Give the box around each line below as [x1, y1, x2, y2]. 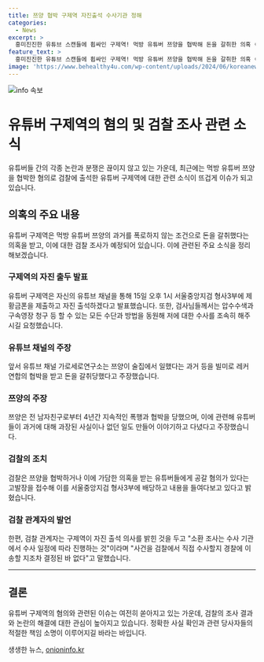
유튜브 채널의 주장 [8, 342, 72, 353]
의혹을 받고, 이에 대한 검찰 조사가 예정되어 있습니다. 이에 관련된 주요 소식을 [8, 240, 236, 250]
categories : [8, 19, 47, 27]
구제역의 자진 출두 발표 [8, 272, 89, 283]
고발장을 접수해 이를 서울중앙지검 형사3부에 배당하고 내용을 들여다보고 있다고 [8, 483, 244, 492]
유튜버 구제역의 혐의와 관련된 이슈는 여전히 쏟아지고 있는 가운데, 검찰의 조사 [8, 608, 239, 618]
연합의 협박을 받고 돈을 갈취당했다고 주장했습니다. [8, 372, 159, 381]
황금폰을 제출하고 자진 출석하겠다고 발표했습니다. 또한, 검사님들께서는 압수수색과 [8, 301, 254, 310]
